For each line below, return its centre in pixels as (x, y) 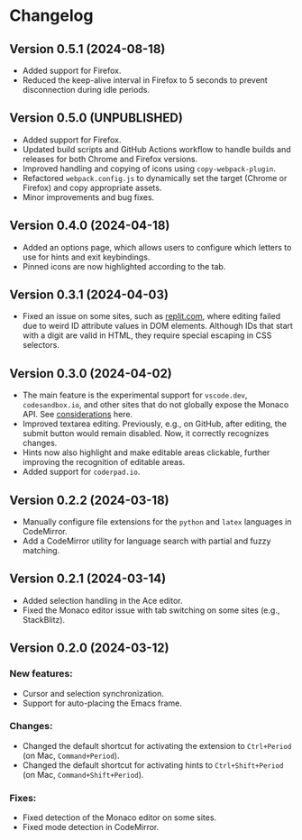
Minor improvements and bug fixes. (88, 197)
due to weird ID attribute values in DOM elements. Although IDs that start (157, 326)
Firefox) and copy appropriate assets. (92, 187)
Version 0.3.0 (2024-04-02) (91, 374)
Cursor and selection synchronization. (93, 693)
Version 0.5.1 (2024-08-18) (87, 49)
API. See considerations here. (78, 415)
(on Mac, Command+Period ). (71, 755)
